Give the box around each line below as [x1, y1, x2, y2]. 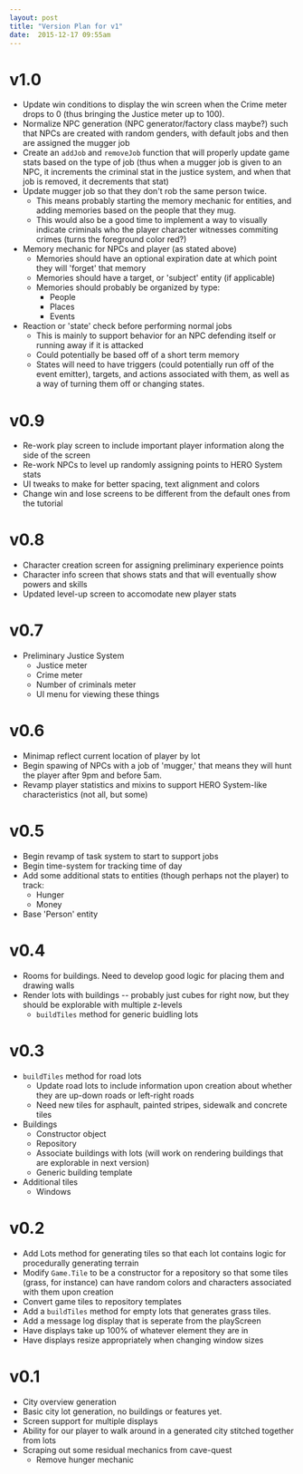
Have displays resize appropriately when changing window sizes [22, 1334, 264, 1345]
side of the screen [22, 450, 90, 461]
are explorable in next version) [35, 1157, 150, 1168]
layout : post [9, 13, 59, 23]
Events [49, 311, 75, 322]
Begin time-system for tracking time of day [22, 860, 183, 871]
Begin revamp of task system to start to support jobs [22, 851, 219, 861]
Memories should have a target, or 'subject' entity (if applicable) [35, 273, 276, 284]
